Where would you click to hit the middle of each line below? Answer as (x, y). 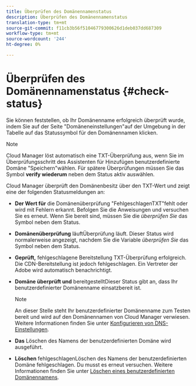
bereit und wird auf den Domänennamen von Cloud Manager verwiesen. (102, 316)
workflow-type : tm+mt (33, 34)
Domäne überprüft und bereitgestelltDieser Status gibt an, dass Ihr (96, 281)
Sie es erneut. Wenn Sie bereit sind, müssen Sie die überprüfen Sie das (101, 216)
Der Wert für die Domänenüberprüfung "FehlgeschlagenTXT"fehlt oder (101, 203)
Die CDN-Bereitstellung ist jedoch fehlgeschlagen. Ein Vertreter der (96, 263)
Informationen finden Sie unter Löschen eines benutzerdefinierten (94, 371)
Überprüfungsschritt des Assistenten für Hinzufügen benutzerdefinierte (93, 161)
